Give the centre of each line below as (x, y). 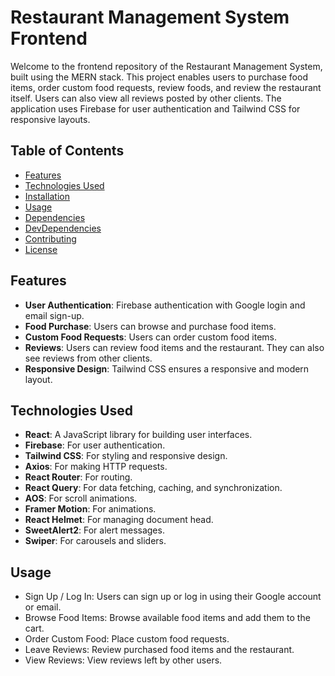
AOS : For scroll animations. (81, 498)
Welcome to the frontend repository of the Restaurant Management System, (166, 66)
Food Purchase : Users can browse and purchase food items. (150, 326)
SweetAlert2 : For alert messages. (94, 530)
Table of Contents (67, 151)
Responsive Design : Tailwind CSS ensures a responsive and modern (167, 368)
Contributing (50, 238)
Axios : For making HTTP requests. (96, 467)
